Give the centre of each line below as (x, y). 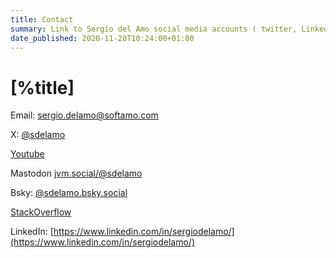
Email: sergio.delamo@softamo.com (84, 115)
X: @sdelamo (38, 135)
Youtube (27, 154)
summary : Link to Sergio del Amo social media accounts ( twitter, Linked (169, 29)
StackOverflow (41, 212)
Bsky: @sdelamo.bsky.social (69, 193)
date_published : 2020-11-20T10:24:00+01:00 (102, 38)
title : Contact (42, 19)
